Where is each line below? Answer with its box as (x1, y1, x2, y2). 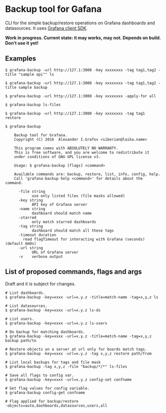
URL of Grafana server (31, 249, 79, 255)
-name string (18, 206, 46, 211)
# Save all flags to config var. (5, 373, 74, 378)
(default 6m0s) (5, 241, 37, 246)
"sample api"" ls (18, 72, 55, 77)
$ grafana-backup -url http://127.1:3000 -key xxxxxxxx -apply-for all (5, 93, 156, 99)
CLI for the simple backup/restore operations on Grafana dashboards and (5, 20, 155, 26)
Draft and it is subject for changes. (5, 281, 76, 287)
